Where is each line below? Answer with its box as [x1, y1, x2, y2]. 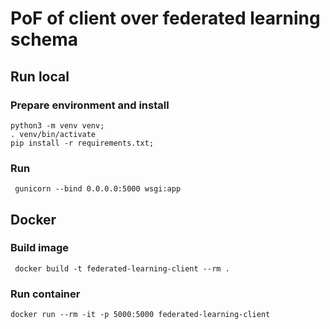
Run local [10, 68, 70, 85]
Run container [10, 287, 81, 301]
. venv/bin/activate [10, 129, 97, 139]
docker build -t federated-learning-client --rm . [14, 263, 230, 274]
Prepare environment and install [10, 98, 170, 112]
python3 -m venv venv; [10, 120, 105, 131]
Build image [10, 241, 70, 255]
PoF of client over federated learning [10, 7, 321, 30]
